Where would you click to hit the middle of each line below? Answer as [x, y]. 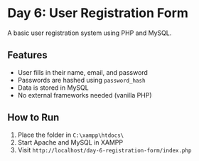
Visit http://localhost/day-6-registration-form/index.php [104, 150]
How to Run [33, 118]
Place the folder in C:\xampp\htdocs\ [71, 135]
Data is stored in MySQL [53, 88]
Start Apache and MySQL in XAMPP [70, 142]
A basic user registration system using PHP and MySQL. [90, 33]
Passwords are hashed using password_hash [81, 80]
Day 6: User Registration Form [98, 13]
